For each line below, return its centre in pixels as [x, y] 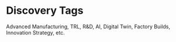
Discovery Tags [45, 11]
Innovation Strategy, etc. [36, 32]
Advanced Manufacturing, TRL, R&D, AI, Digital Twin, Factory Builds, [88, 26]
